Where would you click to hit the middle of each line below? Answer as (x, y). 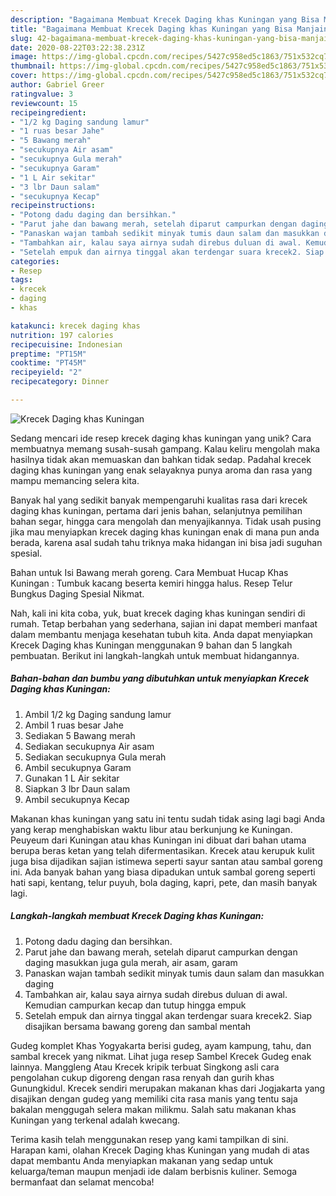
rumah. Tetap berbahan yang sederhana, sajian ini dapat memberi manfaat (164, 623)
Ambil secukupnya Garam (78, 767)
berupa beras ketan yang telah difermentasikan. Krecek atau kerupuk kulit (162, 850)
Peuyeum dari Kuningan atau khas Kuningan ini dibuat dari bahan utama (158, 840)
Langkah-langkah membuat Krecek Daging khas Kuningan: (137, 916)
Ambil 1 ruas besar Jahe (74, 725)
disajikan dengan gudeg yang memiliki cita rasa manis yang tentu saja (154, 1098)
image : (24, 57)
